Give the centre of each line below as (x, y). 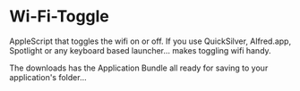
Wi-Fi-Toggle (60, 17)
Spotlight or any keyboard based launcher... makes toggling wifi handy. (140, 50)
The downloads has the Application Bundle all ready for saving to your (139, 68)
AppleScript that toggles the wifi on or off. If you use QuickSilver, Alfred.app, (150, 41)
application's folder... (48, 77)
